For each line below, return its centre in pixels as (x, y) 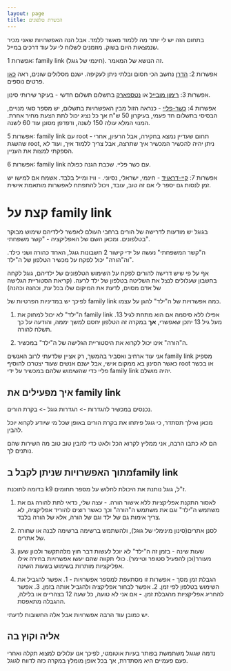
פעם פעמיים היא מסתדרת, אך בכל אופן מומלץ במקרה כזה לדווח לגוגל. (98, 660)
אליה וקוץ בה (33, 636)
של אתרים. (31, 538)
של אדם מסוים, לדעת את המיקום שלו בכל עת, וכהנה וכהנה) (84, 288)
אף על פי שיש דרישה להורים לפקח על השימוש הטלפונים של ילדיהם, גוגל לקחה (108, 273)
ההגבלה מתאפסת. (41, 601)
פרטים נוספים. (26, 81)
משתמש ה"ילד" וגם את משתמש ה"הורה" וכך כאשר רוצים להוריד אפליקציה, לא (118, 510)
